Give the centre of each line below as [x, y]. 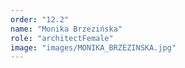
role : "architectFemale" [62, 38]
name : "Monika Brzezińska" [66, 29]
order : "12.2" [40, 19]
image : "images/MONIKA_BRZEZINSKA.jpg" [93, 47]
